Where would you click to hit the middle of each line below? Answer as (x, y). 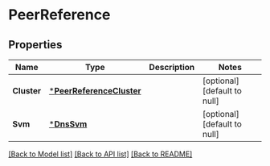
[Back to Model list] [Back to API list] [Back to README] (100, 154)
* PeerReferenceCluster (95, 91)
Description (172, 67)
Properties (35, 45)
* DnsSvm (68, 124)
